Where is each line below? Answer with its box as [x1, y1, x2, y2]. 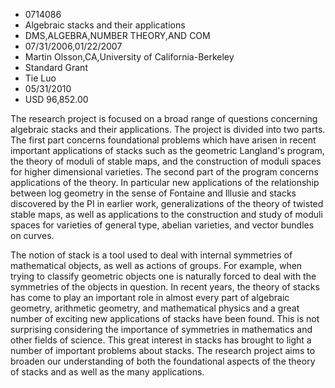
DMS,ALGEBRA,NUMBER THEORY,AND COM [24, 30, 211, 41]
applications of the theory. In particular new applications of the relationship [10, 177, 320, 188]
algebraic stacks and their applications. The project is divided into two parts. [10, 124, 326, 135]
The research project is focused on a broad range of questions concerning [10, 113, 318, 124]
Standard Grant [24, 62, 88, 73]
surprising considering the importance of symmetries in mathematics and [10, 324, 313, 335]
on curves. [10, 230, 55, 241]
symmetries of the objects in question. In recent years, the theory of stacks [10, 281, 320, 293]
